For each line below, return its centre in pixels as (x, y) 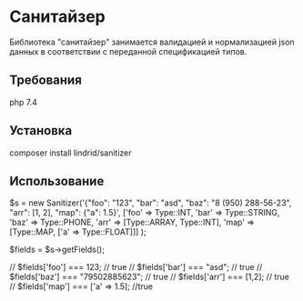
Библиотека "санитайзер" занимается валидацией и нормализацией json (152, 42)
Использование (57, 181)
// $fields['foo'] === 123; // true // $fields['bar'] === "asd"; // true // (136, 267)
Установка (41, 130)
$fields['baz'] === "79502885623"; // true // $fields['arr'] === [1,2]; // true (149, 277)
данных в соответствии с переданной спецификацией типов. (128, 51)
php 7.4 (24, 102)
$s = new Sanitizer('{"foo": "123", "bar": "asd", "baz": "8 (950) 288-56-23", (151, 203)
